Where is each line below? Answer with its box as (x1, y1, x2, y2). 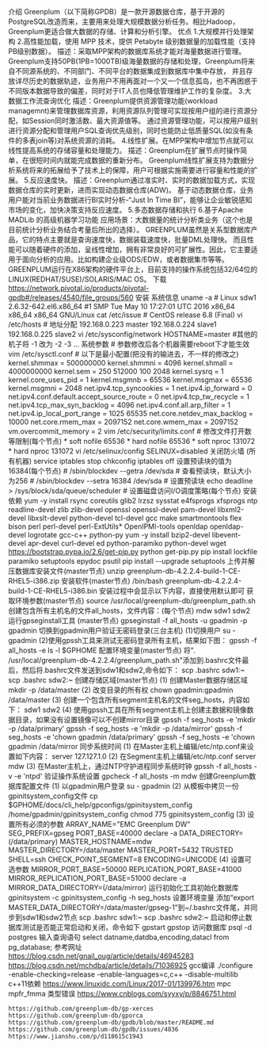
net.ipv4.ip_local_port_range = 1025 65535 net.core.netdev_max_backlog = (8, 409, 253, 418)
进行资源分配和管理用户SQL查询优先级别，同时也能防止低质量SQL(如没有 (8, 126, 247, 135)
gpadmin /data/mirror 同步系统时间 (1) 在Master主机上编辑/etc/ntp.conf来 (8, 742, 247, 751)
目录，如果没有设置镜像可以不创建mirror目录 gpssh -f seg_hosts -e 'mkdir (14, 715, 256, 724)
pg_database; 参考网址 (8, 943, 82, 951)
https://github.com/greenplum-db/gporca (8, 1012, 144, 1019)
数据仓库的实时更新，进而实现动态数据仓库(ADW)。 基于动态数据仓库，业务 (8, 186, 254, 194)
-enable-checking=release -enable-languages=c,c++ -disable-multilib (8, 970, 239, 979)
